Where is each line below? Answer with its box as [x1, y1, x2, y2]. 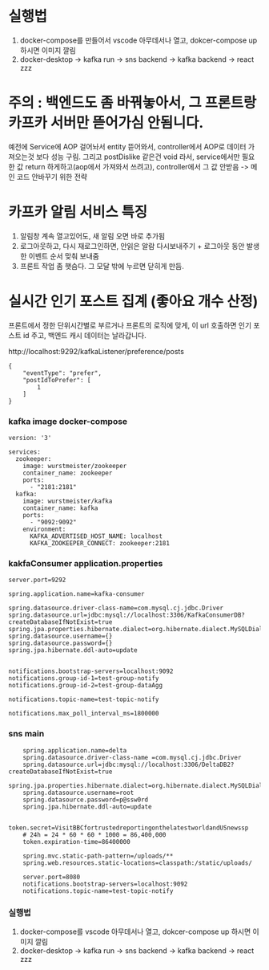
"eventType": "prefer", [22, 369, 102, 377]
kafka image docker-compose [8, 415, 128, 426]
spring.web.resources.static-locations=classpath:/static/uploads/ [22, 858, 252, 867]
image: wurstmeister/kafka [22, 497, 113, 506]
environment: [22, 525, 66, 534]
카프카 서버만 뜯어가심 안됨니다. [8, 114, 204, 132]
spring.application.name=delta [22, 746, 127, 755]
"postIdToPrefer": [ [22, 376, 91, 384]
